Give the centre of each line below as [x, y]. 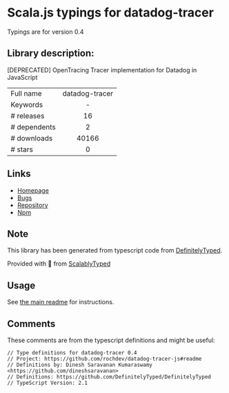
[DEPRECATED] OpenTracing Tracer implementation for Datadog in [102, 70]
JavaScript [22, 77]
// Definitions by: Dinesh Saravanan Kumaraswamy [80, 365]
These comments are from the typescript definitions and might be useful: [111, 340]
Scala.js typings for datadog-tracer [110, 13]
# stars [22, 149]
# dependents [33, 127]
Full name [27, 93]
